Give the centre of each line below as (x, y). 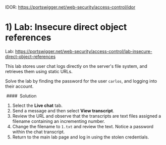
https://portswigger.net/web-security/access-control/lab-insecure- (84, 51)
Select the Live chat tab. (37, 105)
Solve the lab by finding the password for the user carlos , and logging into (81, 81)
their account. (19, 86)
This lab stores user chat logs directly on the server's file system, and (76, 66)
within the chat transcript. (39, 132)
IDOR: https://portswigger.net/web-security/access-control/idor (70, 7)
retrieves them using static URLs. (39, 71)
